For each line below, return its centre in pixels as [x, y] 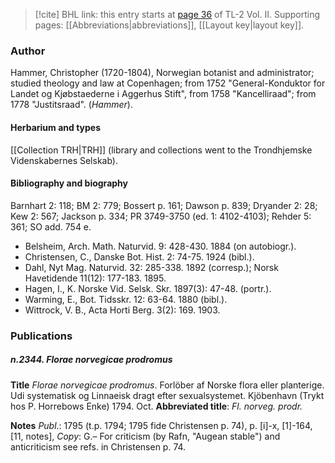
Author [28, 51]
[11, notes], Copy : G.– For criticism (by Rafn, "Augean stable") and [145, 436]
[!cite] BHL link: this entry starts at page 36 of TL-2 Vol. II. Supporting [177, 14]
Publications [41, 336]
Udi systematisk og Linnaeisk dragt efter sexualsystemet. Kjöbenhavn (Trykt [167, 395]
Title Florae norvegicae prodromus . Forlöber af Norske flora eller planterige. [167, 385]
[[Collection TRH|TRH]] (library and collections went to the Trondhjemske [161, 150]
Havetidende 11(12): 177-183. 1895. [95, 278]
